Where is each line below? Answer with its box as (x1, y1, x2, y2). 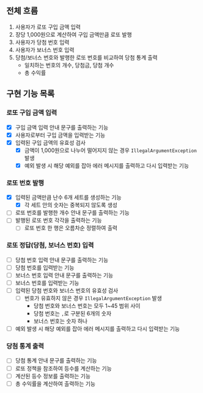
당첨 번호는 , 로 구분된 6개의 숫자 (33, 310, 112, 317)
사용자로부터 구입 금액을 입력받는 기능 (15, 131, 106, 139)
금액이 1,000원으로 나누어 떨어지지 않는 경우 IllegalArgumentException (24, 146, 197, 154)
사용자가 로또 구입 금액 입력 (15, 23, 81, 31)
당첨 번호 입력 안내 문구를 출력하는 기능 (15, 256, 109, 263)
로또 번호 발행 (6, 178, 45, 187)
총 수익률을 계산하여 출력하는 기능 (15, 380, 96, 387)
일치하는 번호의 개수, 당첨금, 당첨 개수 (24, 61, 114, 68)
